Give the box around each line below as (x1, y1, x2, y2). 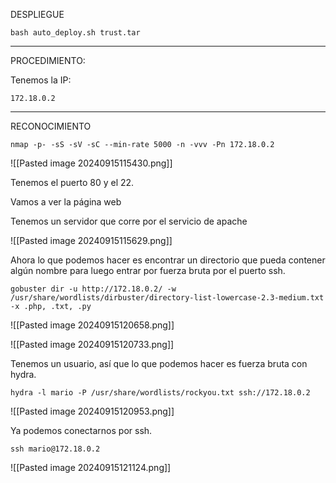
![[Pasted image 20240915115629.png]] (10, 235, 173, 246)
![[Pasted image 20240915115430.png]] (10, 157, 173, 169)
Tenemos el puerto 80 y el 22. (10, 177, 135, 188)
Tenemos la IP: (10, 74, 72, 86)
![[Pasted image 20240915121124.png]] (10, 462, 172, 473)
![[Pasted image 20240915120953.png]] (10, 405, 175, 417)
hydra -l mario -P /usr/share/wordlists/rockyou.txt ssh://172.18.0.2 (10, 388, 311, 398)
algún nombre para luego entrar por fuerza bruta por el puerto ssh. (10, 265, 286, 276)
